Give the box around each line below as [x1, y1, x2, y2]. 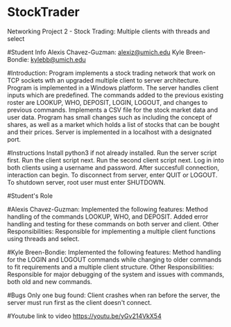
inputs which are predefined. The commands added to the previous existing [7, 91, 224, 99]
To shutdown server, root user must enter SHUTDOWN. [7, 178, 166, 186]
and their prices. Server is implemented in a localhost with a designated [7, 128, 212, 136]
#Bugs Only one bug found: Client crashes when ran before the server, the [7, 291, 221, 299]
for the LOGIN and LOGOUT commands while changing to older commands [7, 255, 222, 264]
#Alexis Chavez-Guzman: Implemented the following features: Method [7, 205, 208, 213]
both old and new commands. [7, 277, 92, 285]
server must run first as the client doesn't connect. [7, 298, 153, 306]
